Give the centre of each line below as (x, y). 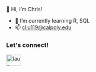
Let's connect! (28, 45)
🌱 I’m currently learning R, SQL (52, 21)
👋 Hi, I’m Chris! (24, 9)
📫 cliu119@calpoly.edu (43, 27)
